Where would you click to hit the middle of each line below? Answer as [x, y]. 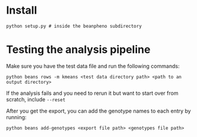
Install [22, 10]
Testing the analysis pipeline [78, 50]
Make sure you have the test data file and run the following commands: [93, 66]
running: [16, 117]
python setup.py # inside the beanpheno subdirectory [74, 26]
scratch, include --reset [36, 99]
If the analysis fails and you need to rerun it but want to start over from [92, 93]
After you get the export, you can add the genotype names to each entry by [99, 111]
